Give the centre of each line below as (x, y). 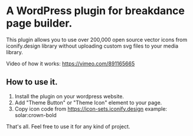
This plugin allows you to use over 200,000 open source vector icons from (97, 39)
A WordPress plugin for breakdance (95, 11)
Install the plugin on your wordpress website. (69, 96)
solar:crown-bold (36, 115)
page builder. (39, 23)
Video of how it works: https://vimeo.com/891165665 (71, 64)
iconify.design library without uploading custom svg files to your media (92, 46)
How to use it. (32, 82)
